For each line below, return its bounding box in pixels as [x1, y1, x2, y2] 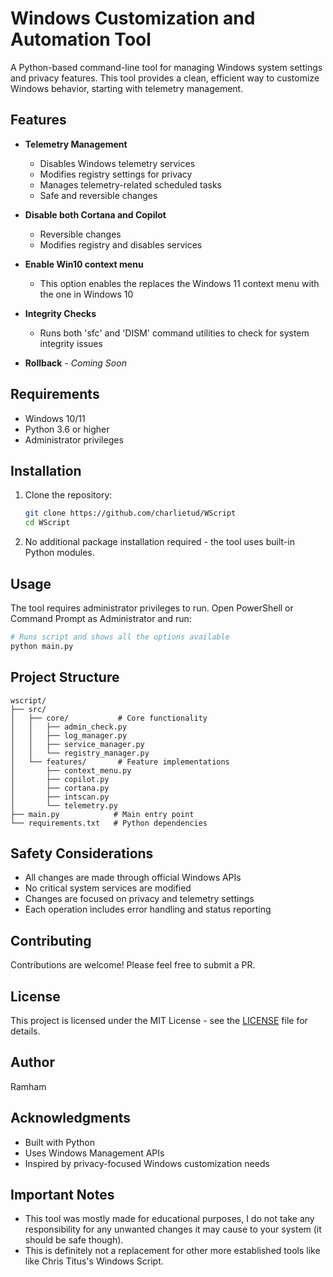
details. [10, 1025, 41, 1037]
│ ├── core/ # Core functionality [10, 713, 208, 723]
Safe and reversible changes [39, 189, 158, 201]
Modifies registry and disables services [39, 238, 203, 251]
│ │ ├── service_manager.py [10, 739, 145, 749]
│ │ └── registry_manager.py [10, 748, 150, 758]
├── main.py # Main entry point [10, 809, 195, 819]
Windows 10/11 [24, 412, 86, 424]
